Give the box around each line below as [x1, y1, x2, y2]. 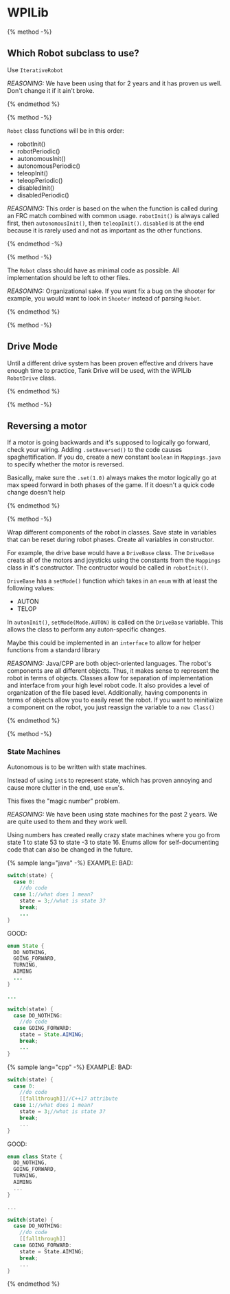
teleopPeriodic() [16, 176, 63, 184]
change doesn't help [7, 488, 66, 497]
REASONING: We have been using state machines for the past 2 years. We [7, 810, 218, 818]
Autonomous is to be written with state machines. [7, 762, 148, 771]
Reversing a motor [7, 420, 87, 431]
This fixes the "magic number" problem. [7, 797, 120, 805]
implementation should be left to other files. [7, 273, 130, 281]
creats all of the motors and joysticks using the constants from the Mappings [7, 556, 221, 565]
